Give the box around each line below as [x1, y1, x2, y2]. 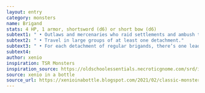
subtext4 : [6, 49, 32, 55]
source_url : [6, 77, 37, 83]
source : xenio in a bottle [6, 72, 75, 78]
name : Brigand [6, 20, 43, 26]
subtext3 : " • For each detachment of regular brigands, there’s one [6, 43, 187, 50]
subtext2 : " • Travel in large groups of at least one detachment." [6, 37, 184, 43]
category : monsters [6, 15, 56, 21]
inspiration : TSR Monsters [6, 60, 75, 66]
